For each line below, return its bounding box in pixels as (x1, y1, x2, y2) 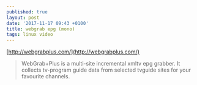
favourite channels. (21, 73, 70, 80)
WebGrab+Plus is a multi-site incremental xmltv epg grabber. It (21, 60, 180, 67)
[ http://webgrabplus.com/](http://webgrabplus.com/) (6, 48, 139, 55)
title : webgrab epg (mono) (6, 25, 75, 32)
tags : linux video (6, 32, 53, 38)
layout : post (6, 15, 40, 21)
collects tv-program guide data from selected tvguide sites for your (21, 66, 191, 73)
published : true (6, 8, 48, 15)
